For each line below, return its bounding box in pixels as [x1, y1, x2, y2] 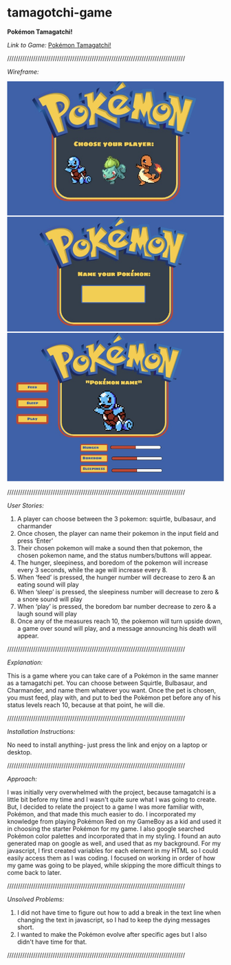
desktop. [7, 748, 32, 756]
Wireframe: [7, 67, 39, 76]
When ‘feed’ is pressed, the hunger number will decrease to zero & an [16, 573, 215, 581]
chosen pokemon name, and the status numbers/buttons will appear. [16, 551, 212, 559]
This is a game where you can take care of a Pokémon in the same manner [7, 671, 219, 680]
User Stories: [7, 501, 45, 510]
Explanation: [7, 658, 43, 666]
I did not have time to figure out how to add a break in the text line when [16, 908, 221, 916]
